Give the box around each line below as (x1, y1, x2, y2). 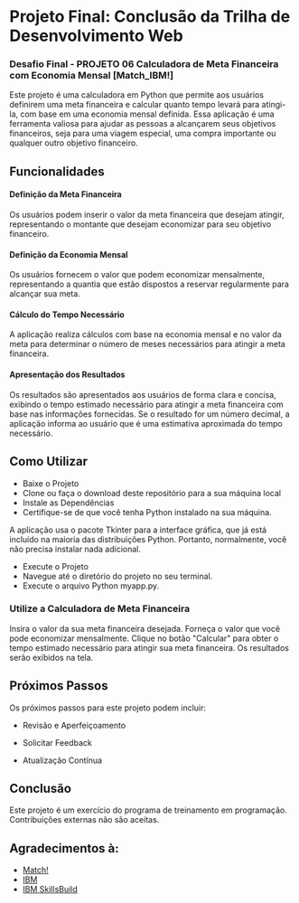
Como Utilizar (9, 454, 89, 469)
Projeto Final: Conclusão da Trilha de (9, 6, 291, 27)
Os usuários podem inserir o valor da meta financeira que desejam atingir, (9, 210, 285, 221)
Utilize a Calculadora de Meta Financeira (9, 603, 191, 616)
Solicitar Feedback (22, 737, 92, 748)
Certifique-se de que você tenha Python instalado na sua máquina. (22, 506, 273, 517)
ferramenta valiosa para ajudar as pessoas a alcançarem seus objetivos (9, 118, 276, 129)
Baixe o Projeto (22, 477, 79, 489)
